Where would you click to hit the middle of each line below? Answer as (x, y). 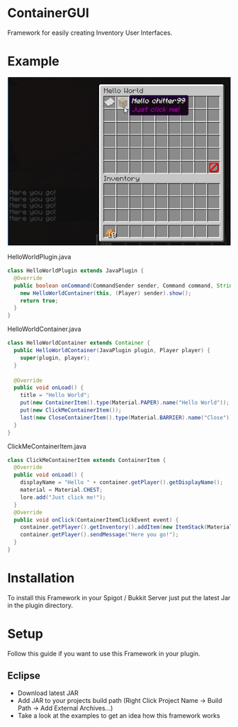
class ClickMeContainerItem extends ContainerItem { (87, 460)
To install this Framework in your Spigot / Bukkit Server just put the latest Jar (119, 597)
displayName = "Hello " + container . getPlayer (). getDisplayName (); (121, 483)
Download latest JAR (48, 693)
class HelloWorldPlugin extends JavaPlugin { (75, 271)
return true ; (39, 300)
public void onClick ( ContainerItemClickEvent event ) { (96, 520)
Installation (41, 578)
